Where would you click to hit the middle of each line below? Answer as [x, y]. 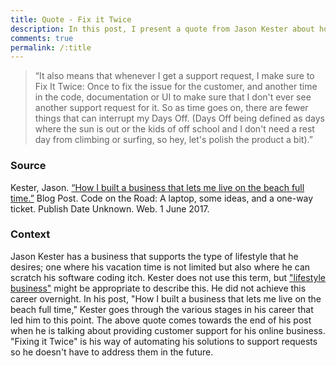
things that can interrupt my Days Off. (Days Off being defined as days [179, 118]
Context [30, 234]
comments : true [42, 38]
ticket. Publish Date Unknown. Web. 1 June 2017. [110, 208]
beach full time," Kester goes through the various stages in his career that [162, 309]
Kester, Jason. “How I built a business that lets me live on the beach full [157, 187]
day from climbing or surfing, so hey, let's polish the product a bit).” [173, 140]
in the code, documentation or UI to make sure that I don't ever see [173, 97]
